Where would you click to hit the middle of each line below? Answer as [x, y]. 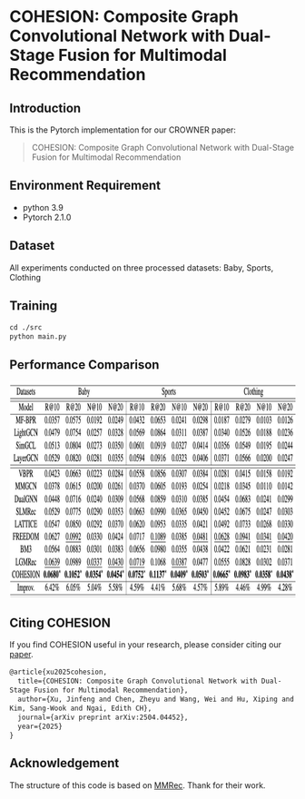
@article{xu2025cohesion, [58, 672]
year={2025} [40, 727]
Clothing [25, 277]
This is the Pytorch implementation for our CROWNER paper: [123, 130]
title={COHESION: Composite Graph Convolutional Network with [138, 681]
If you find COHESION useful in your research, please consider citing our [145, 645]
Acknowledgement [64, 763]
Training [34, 306]
